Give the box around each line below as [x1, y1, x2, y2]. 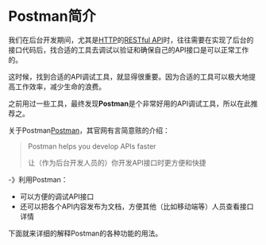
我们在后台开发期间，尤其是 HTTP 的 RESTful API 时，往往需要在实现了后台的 [8, 35, 254, 45]
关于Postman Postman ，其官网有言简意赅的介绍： [8, 125, 171, 135]
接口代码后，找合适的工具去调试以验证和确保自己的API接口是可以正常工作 [8, 45, 249, 54]
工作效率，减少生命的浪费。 [14, 81, 106, 91]
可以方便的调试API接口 [19, 192, 94, 201]
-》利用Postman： [8, 174, 69, 184]
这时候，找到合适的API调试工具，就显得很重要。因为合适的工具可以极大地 [8, 72, 249, 81]
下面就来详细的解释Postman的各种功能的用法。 [8, 228, 163, 238]
